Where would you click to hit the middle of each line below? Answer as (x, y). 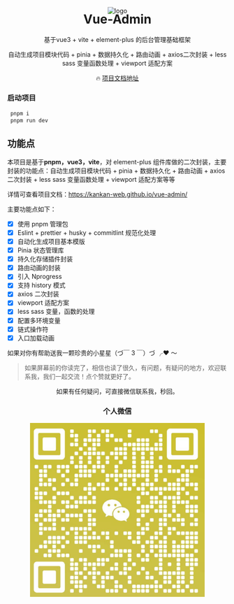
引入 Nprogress (39, 277)
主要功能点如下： (32, 209)
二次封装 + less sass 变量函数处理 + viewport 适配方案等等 (92, 179)
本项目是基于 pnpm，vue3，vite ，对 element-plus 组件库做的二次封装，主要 (117, 161)
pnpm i (20, 114)
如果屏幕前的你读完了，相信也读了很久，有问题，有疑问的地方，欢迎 (122, 368)
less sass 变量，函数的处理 (56, 312)
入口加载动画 (36, 338)
